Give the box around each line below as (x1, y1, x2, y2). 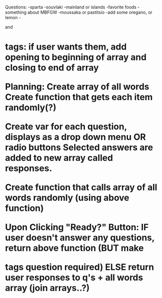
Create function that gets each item (5, 92, 153, 103)
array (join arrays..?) (5, 282, 90, 294)
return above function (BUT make (5, 243, 144, 254)
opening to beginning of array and (5, 52, 147, 63)
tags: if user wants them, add (5, 41, 127, 53)
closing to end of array (5, 62, 99, 73)
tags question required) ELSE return (5, 262, 154, 273)
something (5, 9, 27, 15)
